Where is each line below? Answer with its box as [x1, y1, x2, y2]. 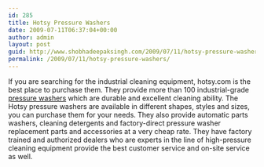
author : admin [8, 33, 55, 42]
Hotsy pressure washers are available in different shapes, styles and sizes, [8, 101, 250, 111]
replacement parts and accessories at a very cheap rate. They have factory [8, 126, 252, 136]
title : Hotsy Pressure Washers [8, 19, 111, 27]
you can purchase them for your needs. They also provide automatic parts [8, 110, 249, 119]
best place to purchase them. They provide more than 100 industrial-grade [8, 85, 250, 94]
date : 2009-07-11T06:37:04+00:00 [8, 26, 118, 34]
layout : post [8, 41, 51, 49]
